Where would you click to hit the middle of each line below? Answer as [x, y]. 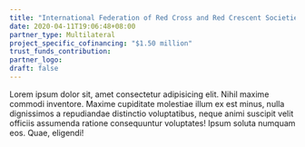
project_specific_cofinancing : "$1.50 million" [101, 43]
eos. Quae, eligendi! [47, 132]
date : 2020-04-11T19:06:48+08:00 [73, 26]
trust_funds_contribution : [60, 52]
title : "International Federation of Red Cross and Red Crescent [135, 18]
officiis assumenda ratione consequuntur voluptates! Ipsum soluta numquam [152, 122]
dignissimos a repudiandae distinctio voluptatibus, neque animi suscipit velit [152, 113]
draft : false [34, 69]
